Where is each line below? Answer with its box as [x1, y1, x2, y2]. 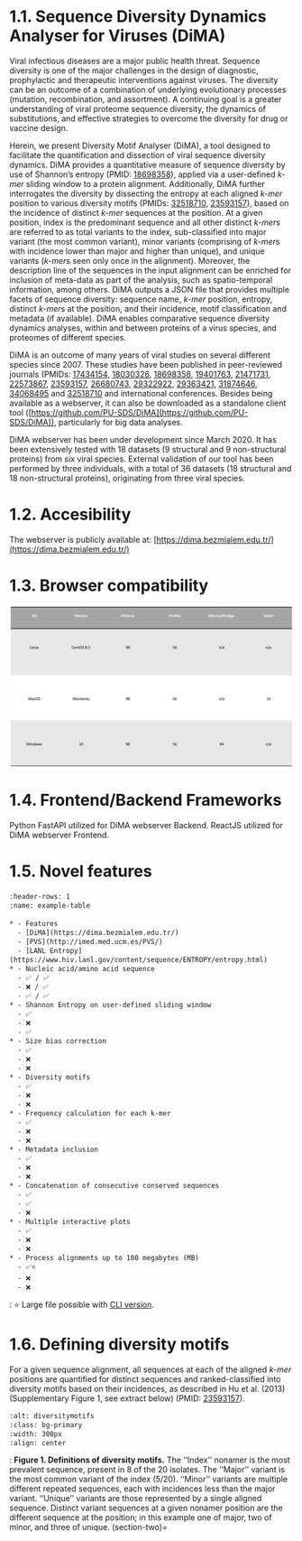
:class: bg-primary [9, 1421, 83, 1430]
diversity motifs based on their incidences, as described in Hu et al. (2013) [9, 1384, 286, 1395]
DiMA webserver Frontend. [9, 829, 110, 841]
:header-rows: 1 [9, 892, 70, 901]
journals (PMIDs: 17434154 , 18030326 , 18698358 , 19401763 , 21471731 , [9, 369, 271, 379]
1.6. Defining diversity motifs [9, 1334, 230, 1355]
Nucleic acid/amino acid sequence [25, 965, 155, 974]
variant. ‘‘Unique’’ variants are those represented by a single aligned [9, 1493, 262, 1504]
